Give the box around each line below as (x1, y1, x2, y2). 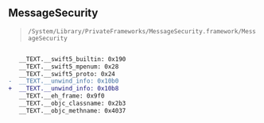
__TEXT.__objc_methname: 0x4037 (18, 106, 126, 114)
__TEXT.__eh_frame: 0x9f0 (18, 92, 105, 100)
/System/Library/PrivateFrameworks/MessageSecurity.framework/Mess (27, 27, 256, 35)
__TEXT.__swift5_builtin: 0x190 (18, 55, 126, 63)
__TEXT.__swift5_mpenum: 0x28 (18, 63, 119, 71)
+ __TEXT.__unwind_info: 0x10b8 (8, 85, 119, 93)
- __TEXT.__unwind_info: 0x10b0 (8, 77, 119, 86)
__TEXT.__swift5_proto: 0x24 (18, 70, 115, 78)
